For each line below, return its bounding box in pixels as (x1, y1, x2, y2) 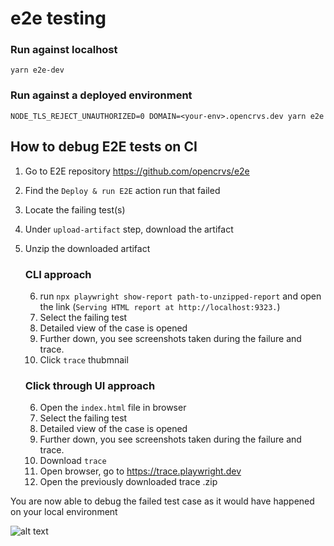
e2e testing (10, 7, 107, 30)
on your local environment (10, 506, 118, 518)
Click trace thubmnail (39, 353, 129, 366)
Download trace (39, 455, 107, 467)
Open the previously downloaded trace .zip (39, 476, 218, 488)
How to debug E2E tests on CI (10, 138, 198, 156)
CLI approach (24, 267, 92, 281)
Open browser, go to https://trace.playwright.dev (39, 465, 242, 477)
